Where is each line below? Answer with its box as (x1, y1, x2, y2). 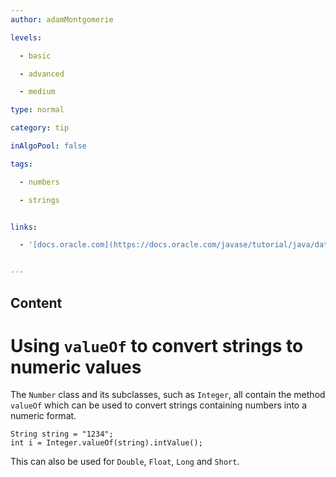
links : (10, 222, 38, 232)
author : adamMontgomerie (10, 14, 114, 25)
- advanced (19, 69, 65, 79)
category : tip (10, 123, 70, 133)
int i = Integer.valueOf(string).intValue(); (10, 438, 203, 448)
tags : (10, 159, 33, 169)
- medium (19, 87, 56, 97)
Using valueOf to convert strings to (10, 334, 304, 357)
